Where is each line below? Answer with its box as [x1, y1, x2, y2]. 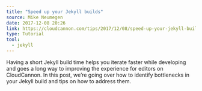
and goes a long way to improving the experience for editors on [6, 65, 164, 72]
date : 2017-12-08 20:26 [6, 20, 66, 26]
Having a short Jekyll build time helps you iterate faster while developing [6, 58, 186, 66]
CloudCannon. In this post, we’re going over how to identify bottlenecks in [6, 71, 190, 78]
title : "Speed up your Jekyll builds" [6, 8, 103, 15]
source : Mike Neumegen [6, 14, 63, 20]
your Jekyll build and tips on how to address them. [6, 77, 132, 84]
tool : [6, 37, 20, 43]
